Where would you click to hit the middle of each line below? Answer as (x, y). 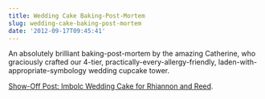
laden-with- (238, 62)
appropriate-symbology (47, 71)
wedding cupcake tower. (129, 71)
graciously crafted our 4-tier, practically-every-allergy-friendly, (112, 62)
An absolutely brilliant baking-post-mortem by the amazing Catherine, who (132, 54)
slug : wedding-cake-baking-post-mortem (75, 23)
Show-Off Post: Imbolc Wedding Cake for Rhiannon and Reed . (111, 86)
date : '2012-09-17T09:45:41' (57, 31)
